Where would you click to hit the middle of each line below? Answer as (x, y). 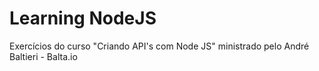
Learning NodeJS (83, 18)
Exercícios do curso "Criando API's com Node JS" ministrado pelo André (159, 46)
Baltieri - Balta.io (43, 56)
